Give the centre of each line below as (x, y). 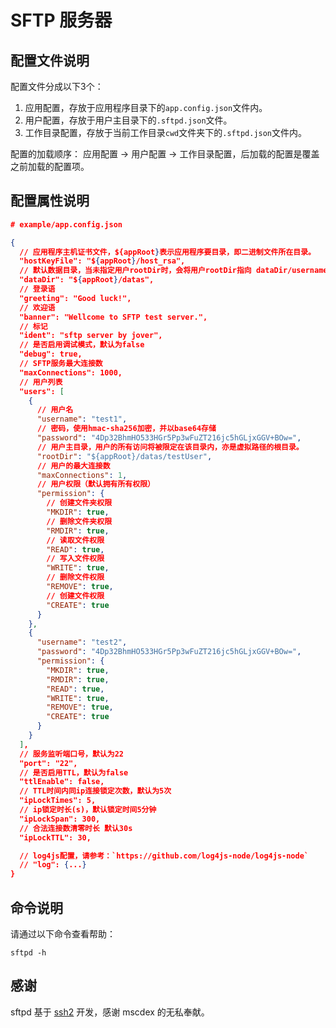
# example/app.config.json (66, 224)
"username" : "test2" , (82, 642)
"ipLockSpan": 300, (60, 819)
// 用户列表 (41, 382)
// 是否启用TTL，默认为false (74, 772)
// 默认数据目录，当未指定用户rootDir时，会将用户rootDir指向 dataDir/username (173, 271)
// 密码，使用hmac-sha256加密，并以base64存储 (126, 429)
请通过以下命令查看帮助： (63, 934)
